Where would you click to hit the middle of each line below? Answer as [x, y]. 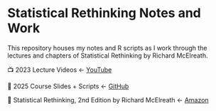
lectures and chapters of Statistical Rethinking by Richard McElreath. [108, 55]
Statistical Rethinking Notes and [104, 13]
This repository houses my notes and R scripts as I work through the [107, 48]
